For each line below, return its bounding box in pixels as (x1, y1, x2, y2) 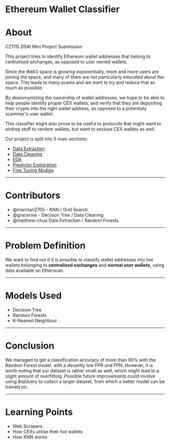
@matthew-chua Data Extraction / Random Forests (12, 217, 119, 224)
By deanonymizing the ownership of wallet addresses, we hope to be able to (5, 95, 165, 101)
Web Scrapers (12, 423, 43, 429)
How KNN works (12, 434, 48, 440)
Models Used (5, 290, 62, 301)
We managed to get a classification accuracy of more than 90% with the (5, 357, 156, 363)
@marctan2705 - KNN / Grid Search (12, 207, 88, 213)
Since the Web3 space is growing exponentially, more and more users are (5, 69, 159, 75)
